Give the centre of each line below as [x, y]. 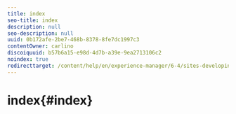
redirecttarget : [31, 66]
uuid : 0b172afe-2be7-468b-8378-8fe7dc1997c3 [73, 40]
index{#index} [50, 100]
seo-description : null [40, 33]
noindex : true [28, 59]
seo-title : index [33, 20]
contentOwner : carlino [40, 46]
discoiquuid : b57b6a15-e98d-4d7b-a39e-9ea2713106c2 [84, 53]
